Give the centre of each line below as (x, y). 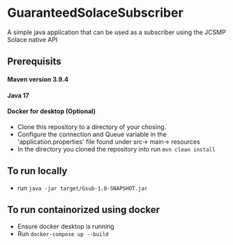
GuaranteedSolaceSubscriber (95, 13)
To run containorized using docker (84, 210)
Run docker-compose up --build (63, 234)
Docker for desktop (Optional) (52, 111)
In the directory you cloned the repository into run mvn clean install (116, 149)
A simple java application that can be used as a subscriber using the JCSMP (117, 32)
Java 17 (18, 95)
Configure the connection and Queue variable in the (92, 134)
